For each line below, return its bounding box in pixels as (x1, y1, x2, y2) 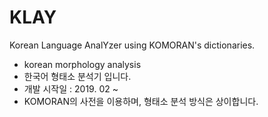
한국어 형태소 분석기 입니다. (23, 70, 132, 82)
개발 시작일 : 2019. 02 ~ (23, 82, 119, 95)
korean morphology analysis (23, 58, 142, 70)
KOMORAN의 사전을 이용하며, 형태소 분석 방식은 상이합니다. (23, 95, 259, 107)
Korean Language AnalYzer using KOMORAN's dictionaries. (9, 39, 256, 51)
